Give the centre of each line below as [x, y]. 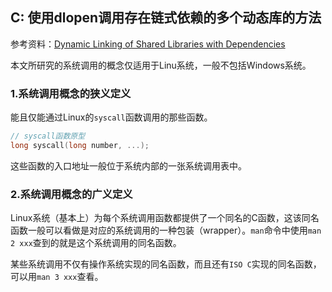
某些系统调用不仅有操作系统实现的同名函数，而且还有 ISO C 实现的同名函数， [166, 264]
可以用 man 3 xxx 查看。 [57, 277]
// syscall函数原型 [48, 136]
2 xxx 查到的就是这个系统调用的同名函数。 [96, 243]
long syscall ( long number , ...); [80, 145]
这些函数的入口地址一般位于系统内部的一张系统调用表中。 [128, 165]
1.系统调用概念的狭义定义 [71, 93]
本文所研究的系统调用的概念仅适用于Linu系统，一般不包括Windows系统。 [161, 65]
